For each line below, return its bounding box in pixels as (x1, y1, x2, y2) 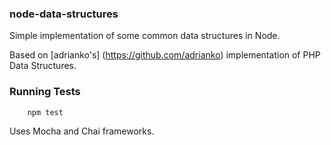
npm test (27, 107, 64, 117)
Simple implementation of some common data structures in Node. (9, 30, 281, 42)
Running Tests (9, 85, 81, 99)
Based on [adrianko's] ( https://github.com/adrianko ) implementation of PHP (9, 49, 321, 61)
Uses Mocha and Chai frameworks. (9, 125, 155, 137)
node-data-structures (9, 7, 119, 21)
